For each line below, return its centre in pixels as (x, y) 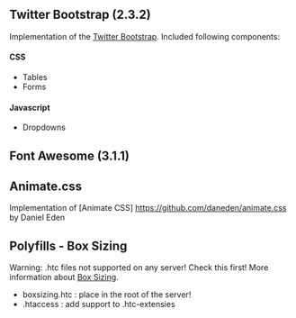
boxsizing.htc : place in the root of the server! (107, 295)
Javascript (30, 107)
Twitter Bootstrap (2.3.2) (80, 15)
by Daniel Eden (37, 218)
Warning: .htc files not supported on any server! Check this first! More (139, 268)
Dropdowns (44, 127)
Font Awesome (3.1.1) (70, 155)
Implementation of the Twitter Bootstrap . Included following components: (145, 36)
